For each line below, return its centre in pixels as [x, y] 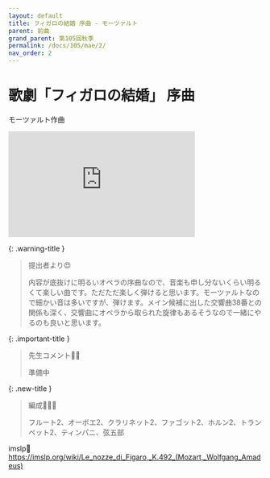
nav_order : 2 [30, 53]
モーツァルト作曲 [37, 119]
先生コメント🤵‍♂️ [54, 355]
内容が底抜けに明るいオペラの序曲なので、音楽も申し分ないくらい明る [145, 282]
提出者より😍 [50, 265]
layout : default [35, 16]
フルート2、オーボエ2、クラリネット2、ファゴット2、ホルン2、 [134, 422]
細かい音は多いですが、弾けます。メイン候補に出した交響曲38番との [148, 302]
